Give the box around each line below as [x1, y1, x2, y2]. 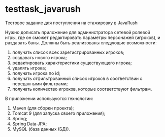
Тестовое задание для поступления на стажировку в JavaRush [5, 20, 138, 26]
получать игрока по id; [12, 70, 61, 76]
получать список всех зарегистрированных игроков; [12, 49, 125, 55]
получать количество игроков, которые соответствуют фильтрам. [12, 86, 152, 92]
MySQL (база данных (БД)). [12, 126, 70, 132]
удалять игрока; [12, 65, 47, 71]
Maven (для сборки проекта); [12, 105, 74, 111]
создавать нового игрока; [12, 54, 67, 60]
